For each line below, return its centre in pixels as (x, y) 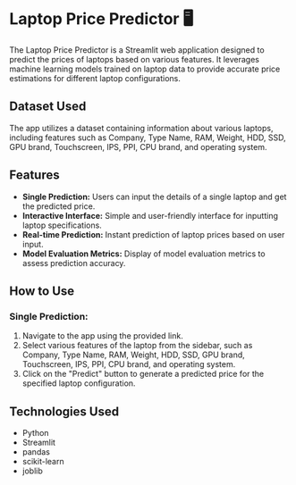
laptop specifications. (62, 225)
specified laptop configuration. (79, 383)
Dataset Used (48, 107)
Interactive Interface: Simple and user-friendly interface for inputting (150, 215)
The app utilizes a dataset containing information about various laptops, (141, 128)
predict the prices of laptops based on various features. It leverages (134, 59)
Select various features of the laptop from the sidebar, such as (137, 346)
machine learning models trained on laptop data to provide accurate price (145, 69)
